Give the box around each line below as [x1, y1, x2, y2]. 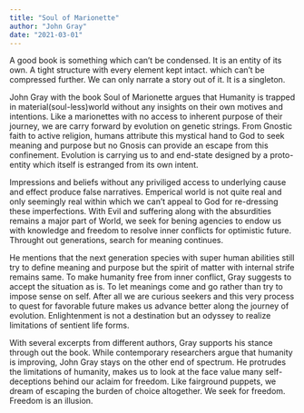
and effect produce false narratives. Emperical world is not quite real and [9, 187, 282, 198]
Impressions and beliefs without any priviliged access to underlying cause [9, 177, 287, 188]
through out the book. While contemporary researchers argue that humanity [9, 347, 293, 359]
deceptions [9, 376, 52, 387]
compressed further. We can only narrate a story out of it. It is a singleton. [9, 74, 286, 85]
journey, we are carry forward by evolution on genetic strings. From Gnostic [9, 121, 293, 132]
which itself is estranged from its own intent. [33, 160, 199, 171]
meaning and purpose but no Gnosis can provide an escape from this [9, 140, 270, 151]
